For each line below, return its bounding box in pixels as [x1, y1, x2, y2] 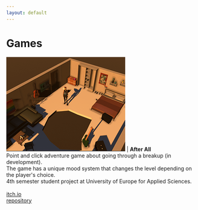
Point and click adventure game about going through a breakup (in [6, 151, 171, 159]
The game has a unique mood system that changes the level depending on [6, 165, 192, 172]
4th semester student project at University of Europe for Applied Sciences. [6, 177, 192, 185]
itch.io [6, 190, 22, 197]
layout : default [6, 10, 47, 16]
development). [6, 158, 42, 165]
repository [6, 197, 32, 204]
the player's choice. [6, 171, 56, 178]
